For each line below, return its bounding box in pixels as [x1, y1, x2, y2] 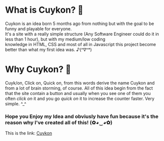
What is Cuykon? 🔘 [5, 4, 84, 16]
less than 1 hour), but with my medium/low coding [5, 36, 106, 42]
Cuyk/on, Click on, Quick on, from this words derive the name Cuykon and [5, 80, 155, 86]
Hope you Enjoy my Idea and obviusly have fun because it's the [5, 113, 159, 119]
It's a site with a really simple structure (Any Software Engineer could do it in [5, 31, 159, 37]
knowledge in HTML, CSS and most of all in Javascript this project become [5, 41, 156, 47]
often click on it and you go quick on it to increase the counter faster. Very [5, 95, 155, 101]
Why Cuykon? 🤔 [5, 64, 71, 75]
